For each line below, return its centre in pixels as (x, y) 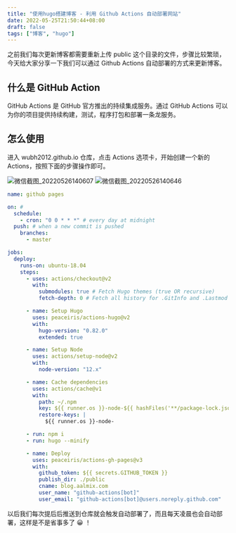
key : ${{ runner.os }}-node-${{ (86, 408)
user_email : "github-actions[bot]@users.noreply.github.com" (130, 499)
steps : (29, 272)
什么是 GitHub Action (54, 88)
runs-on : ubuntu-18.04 (53, 265)
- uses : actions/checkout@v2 (68, 279)
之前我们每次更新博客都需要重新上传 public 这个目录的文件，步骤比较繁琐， (117, 54)
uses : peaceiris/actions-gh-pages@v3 (87, 460)
